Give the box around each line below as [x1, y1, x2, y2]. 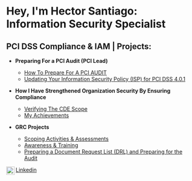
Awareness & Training [24, 142, 78, 149]
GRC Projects [14, 123, 50, 131]
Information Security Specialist [6, 17, 166, 31]
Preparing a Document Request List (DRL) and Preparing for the [24, 148, 183, 155]
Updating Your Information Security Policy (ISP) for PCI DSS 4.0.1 [24, 76, 186, 82]
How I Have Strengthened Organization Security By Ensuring [14, 87, 171, 94]
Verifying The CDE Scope [24, 105, 88, 113]
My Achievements [24, 112, 69, 119]
